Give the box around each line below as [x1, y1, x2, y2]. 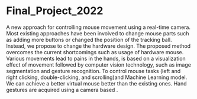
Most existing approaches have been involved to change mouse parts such [6, 29, 189, 37]
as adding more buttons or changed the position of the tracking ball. [6, 36, 173, 43]
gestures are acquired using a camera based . [6, 86, 118, 93]
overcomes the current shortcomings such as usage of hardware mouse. [6, 48, 184, 55]
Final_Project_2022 [6, 4, 104, 18]
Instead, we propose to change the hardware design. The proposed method [6, 42, 191, 49]
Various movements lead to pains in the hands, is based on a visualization [6, 55, 186, 62]
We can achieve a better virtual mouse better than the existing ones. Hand [6, 80, 187, 87]
